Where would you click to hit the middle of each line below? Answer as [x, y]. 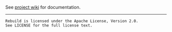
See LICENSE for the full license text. [49, 25]
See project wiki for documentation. [43, 7]
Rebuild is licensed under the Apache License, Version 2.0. [72, 21]
